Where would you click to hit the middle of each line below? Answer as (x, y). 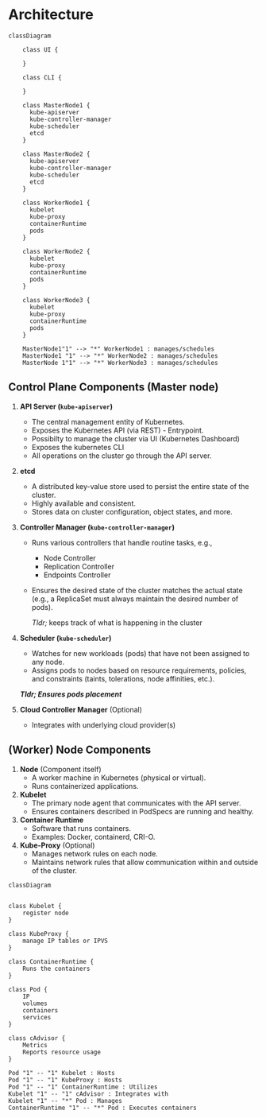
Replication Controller (79, 566)
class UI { (40, 49)
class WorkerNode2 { (56, 251)
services (37, 1017)
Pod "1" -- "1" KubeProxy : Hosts (66, 1080)
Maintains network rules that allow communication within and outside (145, 862)
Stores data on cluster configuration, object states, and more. (132, 511)
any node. (48, 662)
